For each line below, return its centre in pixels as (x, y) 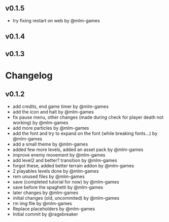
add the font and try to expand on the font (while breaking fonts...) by (85, 133)
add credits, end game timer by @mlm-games (61, 106)
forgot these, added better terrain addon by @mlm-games (73, 165)
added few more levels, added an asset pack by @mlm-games (78, 150)
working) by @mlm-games (40, 122)
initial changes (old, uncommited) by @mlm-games (66, 198)
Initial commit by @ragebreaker (45, 214)
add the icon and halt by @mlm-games (53, 112)
